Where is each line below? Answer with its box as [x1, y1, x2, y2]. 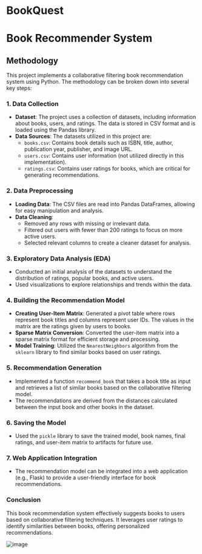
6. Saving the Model [6, 418, 67, 427]
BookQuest [6, 4, 64, 18]
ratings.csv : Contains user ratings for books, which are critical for [24, 165, 190, 172]
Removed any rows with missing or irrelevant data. [24, 220, 150, 227]
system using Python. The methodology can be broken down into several [6, 78, 189, 86]
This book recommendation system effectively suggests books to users [6, 509, 185, 516]
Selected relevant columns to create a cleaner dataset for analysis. [24, 239, 191, 246]
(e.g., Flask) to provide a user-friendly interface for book [15, 474, 157, 481]
